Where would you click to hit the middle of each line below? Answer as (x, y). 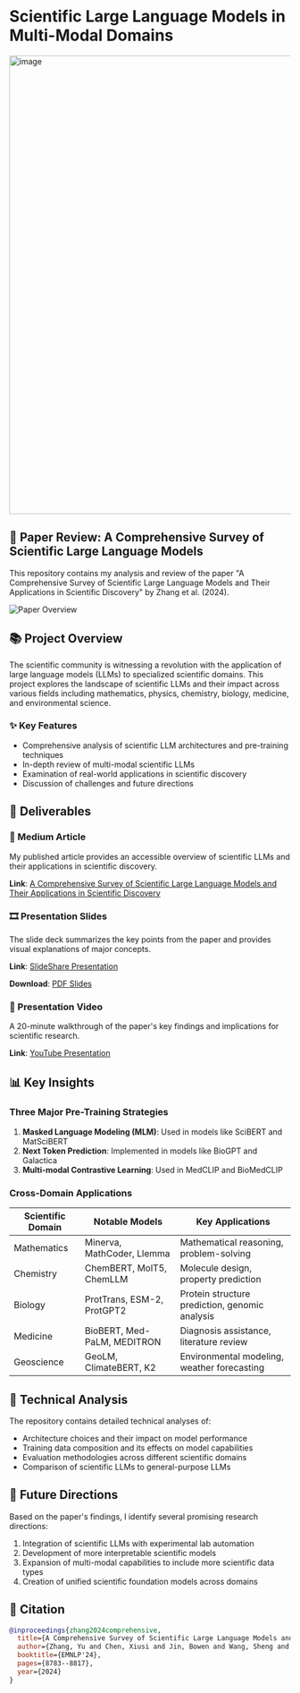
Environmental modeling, (232, 1357)
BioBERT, (104, 1331)
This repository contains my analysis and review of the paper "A (127, 573)
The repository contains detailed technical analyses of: (110, 1421)
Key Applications (233, 1221)
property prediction (221, 1280)
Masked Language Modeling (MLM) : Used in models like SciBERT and (152, 1132)
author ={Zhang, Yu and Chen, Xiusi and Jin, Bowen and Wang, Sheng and (154, 1647)
